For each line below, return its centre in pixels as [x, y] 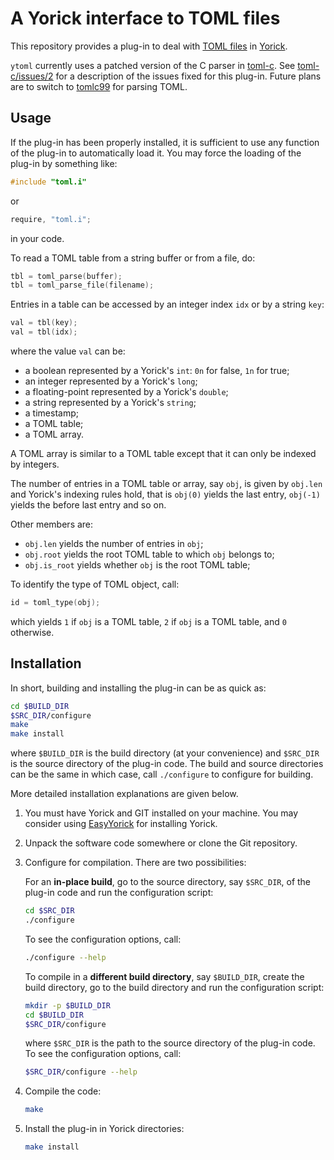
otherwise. [32, 632]
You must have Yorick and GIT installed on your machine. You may [161, 813]
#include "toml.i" [48, 182]
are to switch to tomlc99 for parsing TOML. [99, 86]
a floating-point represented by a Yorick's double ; [126, 391]
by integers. [35, 464]
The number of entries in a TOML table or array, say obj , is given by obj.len [166, 483]
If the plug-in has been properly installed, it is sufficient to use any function [165, 142]
